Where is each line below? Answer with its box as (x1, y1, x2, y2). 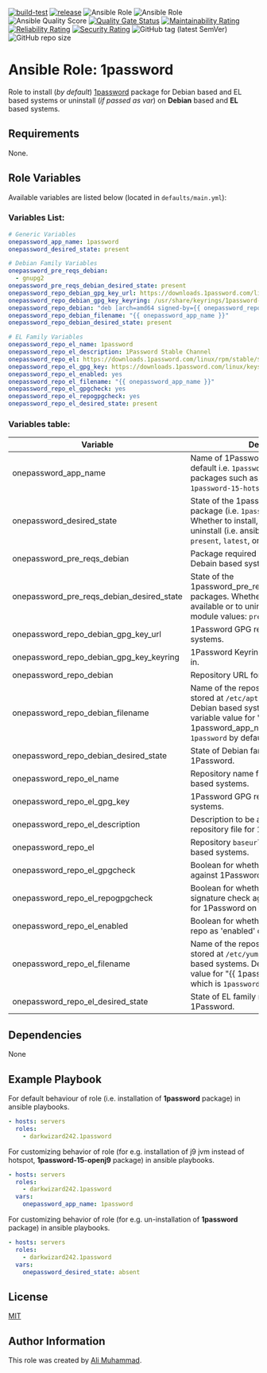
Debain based (190, 558, 242, 569)
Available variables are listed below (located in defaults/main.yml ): (8, 192, 227, 202)
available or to (190, 601, 243, 612)
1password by (190, 733, 239, 744)
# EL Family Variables (8, 333, 83, 342)
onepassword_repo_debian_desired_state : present (8, 319, 172, 327)
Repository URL (190, 670, 249, 681)
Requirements (8, 127, 79, 141)
